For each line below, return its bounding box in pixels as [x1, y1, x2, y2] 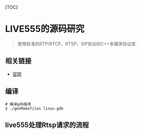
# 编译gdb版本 [5, 101, 31, 106]
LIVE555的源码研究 [5, 23, 85, 34]
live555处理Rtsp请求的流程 [5, 120, 89, 129]
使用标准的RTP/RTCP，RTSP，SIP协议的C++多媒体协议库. [17, 40, 138, 46]
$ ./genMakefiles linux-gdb [5, 106, 64, 111]
